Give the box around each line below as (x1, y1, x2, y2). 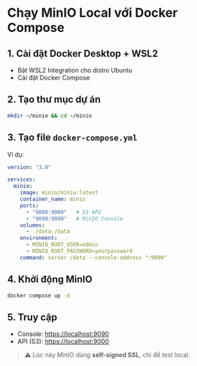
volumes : (20, 221, 45, 228)
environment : (20, 235, 58, 242)
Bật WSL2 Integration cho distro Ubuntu (17, 66, 133, 74)
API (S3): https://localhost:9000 (17, 337, 110, 346)
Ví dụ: (7, 150, 24, 159)
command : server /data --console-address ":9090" (20, 254, 168, 261)
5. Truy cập (7, 311, 57, 323)
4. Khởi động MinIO (7, 274, 93, 286)
